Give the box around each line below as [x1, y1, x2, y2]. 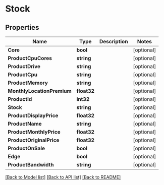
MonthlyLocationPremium [8, 88, 72, 94]
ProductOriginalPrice [8, 137, 60, 144]
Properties [5, 23, 39, 32]
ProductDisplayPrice [8, 112, 59, 119]
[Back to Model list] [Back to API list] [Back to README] [5, 174, 121, 180]
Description [99, 38, 128, 45]
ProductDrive [8, 63, 40, 70]
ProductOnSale [8, 145, 45, 152]
